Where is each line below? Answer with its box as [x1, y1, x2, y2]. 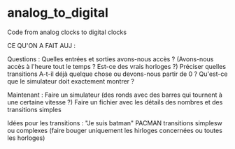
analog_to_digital [7, 5, 108, 21]
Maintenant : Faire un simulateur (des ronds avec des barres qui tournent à [7, 91, 222, 99]
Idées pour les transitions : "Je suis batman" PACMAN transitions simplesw [7, 118, 222, 127]
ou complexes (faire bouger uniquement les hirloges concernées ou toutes [7, 126, 222, 134]
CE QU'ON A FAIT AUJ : [7, 41, 76, 49]
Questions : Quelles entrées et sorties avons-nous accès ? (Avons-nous [7, 54, 214, 63]
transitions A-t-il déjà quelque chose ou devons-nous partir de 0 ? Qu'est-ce [7, 70, 228, 78]
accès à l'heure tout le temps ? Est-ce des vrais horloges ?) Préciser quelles [7, 62, 226, 70]
